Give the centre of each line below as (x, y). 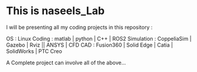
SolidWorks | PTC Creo (34, 51)
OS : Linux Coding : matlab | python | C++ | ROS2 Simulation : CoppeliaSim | (99, 38)
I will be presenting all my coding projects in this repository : (79, 27)
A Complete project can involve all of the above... (66, 63)
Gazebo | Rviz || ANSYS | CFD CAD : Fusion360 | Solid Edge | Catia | (90, 45)
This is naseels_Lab (55, 11)
